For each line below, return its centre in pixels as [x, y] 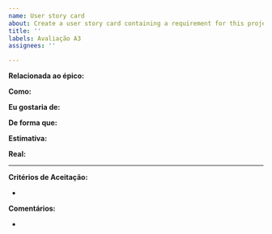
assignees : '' [32, 46]
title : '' [25, 31]
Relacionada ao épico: [47, 76]
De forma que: [33, 123]
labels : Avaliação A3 [45, 38]
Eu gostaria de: [34, 107]
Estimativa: [28, 139]
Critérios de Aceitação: [48, 178]
